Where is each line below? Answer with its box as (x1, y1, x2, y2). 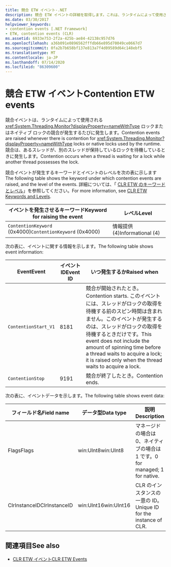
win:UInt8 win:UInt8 (78, 447, 124, 454)
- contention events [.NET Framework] (5, 27, 88, 32)
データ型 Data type (81, 409, 127, 416)
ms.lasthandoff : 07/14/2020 (5, 60, 65, 65)
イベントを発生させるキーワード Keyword (8, 206, 107, 214)
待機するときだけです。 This (85, 330, 152, 338)
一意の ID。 (135, 497, 163, 504)
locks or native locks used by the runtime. (73, 141, 161, 147)
